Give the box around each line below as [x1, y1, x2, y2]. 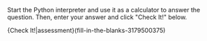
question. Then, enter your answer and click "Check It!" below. [7, 13, 187, 21]
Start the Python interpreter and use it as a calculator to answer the [7, 6, 201, 14]
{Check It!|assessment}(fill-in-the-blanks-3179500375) [7, 27, 166, 34]
